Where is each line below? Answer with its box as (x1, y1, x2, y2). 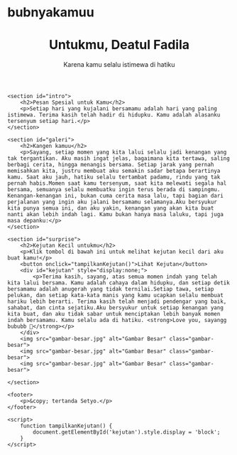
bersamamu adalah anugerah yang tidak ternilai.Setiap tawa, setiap (7, 286, 214, 293)
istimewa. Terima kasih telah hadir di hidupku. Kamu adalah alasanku (7, 112, 221, 119)
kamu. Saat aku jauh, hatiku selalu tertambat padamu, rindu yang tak (7, 173, 221, 181)
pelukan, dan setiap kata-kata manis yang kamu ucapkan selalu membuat (7, 292, 224, 299)
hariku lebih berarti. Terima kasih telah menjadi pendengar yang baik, (7, 298, 227, 306)
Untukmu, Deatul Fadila (48, 37, 190, 53)
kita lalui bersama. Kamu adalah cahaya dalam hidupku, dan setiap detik (7, 279, 231, 287)
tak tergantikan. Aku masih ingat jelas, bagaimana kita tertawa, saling (7, 155, 231, 162)
